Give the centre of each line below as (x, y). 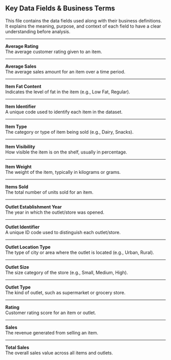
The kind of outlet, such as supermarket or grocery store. (65, 292)
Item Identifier (21, 106)
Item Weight (19, 166)
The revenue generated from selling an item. (52, 332)
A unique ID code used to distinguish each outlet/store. (63, 232)
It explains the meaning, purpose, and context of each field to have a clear (83, 26)
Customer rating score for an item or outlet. (51, 313)
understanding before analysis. (38, 31)
